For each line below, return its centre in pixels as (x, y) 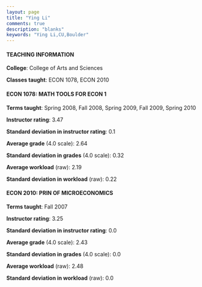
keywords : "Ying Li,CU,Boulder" (47, 35)
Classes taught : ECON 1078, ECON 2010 (58, 80)
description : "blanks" (35, 29)
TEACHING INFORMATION (40, 54)
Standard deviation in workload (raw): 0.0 (60, 278)
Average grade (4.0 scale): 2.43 (47, 242)
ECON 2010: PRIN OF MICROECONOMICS (60, 193)
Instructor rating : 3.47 (35, 120)
